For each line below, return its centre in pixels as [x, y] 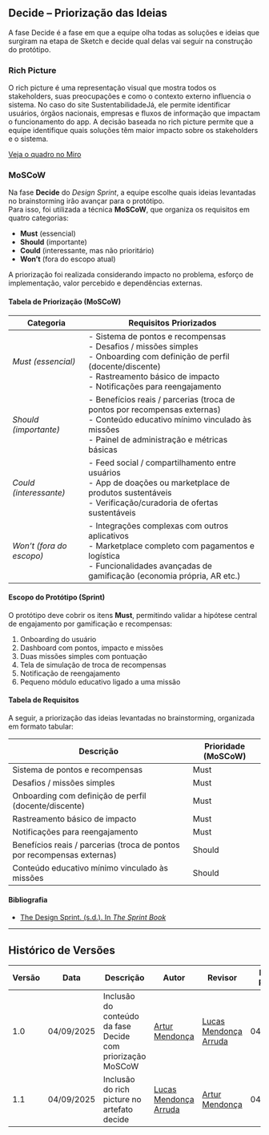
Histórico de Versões [62, 950]
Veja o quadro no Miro [45, 155]
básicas [102, 450]
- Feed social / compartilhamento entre [162, 462]
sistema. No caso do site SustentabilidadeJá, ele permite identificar [119, 105]
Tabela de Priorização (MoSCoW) [65, 301]
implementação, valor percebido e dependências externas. [105, 283]
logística [104, 555]
